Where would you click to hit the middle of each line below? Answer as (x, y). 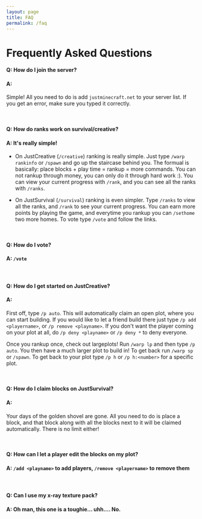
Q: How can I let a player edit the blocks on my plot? (72, 454)
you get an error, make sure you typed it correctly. (68, 104)
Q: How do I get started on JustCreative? (58, 286)
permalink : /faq (27, 23)
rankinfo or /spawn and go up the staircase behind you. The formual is (102, 163)
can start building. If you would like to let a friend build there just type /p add (101, 319)
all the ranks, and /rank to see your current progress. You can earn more (105, 206)
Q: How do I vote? (29, 244)
